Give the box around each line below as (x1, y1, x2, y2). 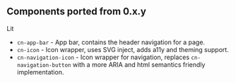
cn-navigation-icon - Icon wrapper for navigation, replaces (16, 53, 190, 61)
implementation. (16, 68, 64, 76)
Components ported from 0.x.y (6, 6, 146, 18)
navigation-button (16, 61, 71, 69)
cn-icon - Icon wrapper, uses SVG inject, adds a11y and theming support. (16, 45, 229, 53)
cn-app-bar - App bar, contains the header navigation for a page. (16, 38, 206, 46)
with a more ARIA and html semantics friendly (72, 60, 206, 69)
